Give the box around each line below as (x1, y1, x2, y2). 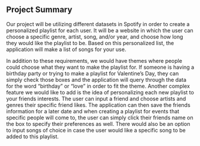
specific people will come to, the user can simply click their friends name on (6, 114, 193, 121)
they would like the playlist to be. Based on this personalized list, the (6, 39, 174, 46)
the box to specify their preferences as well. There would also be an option (6, 120, 190, 127)
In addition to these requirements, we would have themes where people (6, 57, 183, 64)
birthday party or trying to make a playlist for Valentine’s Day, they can (6, 69, 179, 77)
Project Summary (6, 5, 73, 15)
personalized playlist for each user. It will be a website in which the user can (6, 27, 194, 34)
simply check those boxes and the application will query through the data (6, 76, 187, 83)
